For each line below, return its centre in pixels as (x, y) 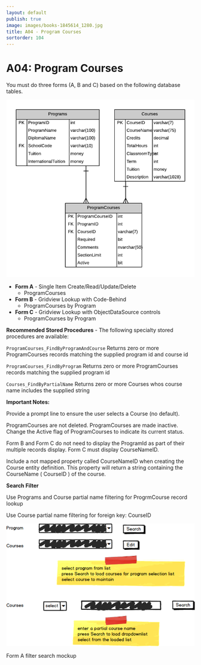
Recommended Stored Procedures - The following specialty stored (90, 330)
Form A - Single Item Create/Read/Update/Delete (75, 287)
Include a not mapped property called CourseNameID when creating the (95, 461)
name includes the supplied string (48, 390)
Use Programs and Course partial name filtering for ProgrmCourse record (97, 497)
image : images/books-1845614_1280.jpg (54, 25)
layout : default (26, 13)
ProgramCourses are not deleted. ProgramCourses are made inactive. (92, 425)
